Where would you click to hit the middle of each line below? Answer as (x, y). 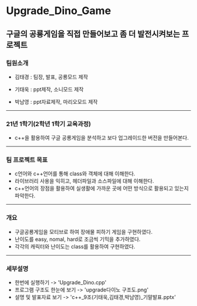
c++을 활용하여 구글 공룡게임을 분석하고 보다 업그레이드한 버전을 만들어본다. (102, 138)
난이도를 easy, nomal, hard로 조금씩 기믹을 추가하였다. (77, 239)
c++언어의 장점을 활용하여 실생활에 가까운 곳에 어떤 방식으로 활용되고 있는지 (101, 188)
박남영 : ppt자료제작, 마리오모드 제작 (56, 101)
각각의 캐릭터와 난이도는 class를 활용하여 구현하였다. (75, 246)
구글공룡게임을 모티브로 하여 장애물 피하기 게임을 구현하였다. (84, 232)
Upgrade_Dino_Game (59, 11)
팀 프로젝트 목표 (27, 160)
